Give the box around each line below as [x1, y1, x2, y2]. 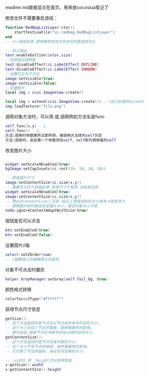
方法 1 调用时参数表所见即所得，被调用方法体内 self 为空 [5, 133, 102, 138]
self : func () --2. [5, 128, 41, 133]
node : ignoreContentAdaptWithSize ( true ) [5, 208, 88, 213]
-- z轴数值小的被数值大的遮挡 [5, 257, 59, 262]
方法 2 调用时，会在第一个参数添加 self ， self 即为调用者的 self [5, 138, 116, 143]
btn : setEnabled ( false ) [5, 232, 52, 237]
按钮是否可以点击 [5, 218, 40, 224]
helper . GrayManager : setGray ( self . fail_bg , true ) [5, 277, 108, 282]
